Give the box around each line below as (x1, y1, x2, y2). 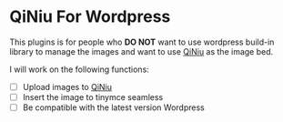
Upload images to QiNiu (22, 81, 112, 92)
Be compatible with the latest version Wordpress (22, 102, 205, 113)
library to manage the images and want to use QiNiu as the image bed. (9, 46, 274, 56)
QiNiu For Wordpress (9, 6, 171, 27)
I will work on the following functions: (9, 64, 150, 75)
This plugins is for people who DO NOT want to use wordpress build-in (9, 36, 275, 47)
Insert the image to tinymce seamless (22, 92, 164, 102)
